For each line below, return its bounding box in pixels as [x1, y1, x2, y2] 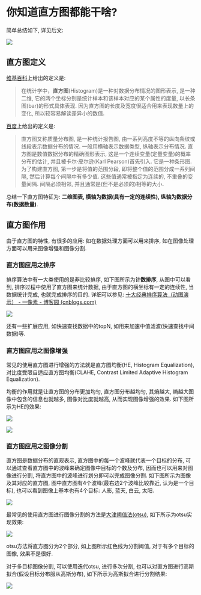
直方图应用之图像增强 [6, 347, 68, 355]
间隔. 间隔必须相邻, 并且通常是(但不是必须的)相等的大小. [26, 180, 164, 187]
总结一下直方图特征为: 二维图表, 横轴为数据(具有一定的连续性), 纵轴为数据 [6, 193, 187, 200]
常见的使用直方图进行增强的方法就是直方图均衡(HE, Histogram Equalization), [6, 362, 195, 369]
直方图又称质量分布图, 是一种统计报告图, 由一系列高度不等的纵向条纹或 [20, 135, 196, 142]
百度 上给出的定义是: [6, 122, 56, 129]
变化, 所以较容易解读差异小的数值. [20, 109, 105, 117]
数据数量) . [13, 200, 38, 208]
